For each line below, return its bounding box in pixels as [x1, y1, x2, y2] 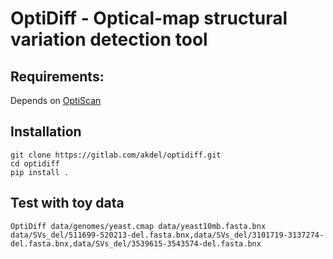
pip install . [10, 167, 70, 177]
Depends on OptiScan [10, 95, 102, 106]
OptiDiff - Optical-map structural [10, 7, 288, 30]
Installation [10, 123, 82, 141]
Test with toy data [10, 195, 125, 212]
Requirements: [10, 68, 105, 85]
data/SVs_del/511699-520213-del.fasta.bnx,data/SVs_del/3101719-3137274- [10, 230, 325, 240]
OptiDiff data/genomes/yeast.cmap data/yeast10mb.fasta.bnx [10, 221, 267, 231]
